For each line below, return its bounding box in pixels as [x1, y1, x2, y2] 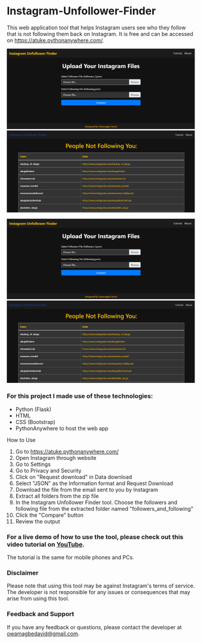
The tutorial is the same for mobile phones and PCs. [7, 554, 135, 561]
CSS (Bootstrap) [15, 418, 56, 425]
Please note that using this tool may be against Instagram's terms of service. [7, 582, 195, 590]
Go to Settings [15, 461, 51, 468]
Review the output [15, 517, 60, 525]
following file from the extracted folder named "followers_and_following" [15, 505, 193, 512]
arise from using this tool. [7, 595, 70, 602]
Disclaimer [7, 569, 39, 577]
